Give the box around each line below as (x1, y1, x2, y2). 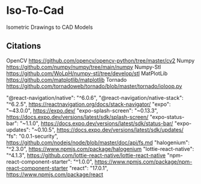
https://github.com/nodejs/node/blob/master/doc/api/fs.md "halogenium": (6, 139, 190, 146)
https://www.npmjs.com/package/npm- (94, 158, 193, 165)
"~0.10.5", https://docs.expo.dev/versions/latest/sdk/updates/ (31, 126, 184, 133)
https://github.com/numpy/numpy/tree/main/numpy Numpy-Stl (6, 63, 161, 70)
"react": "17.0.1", (69, 164, 109, 171)
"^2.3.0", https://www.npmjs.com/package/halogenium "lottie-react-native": (6, 145, 194, 152)
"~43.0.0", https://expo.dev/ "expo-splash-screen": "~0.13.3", (6, 106, 158, 114)
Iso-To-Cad (6, 4, 64, 17)
